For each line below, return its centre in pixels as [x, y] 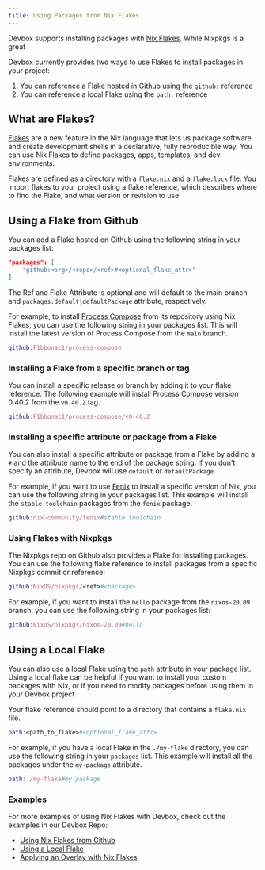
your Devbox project [42, 694]
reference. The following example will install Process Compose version [123, 394]
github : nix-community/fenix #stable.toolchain [84, 518]
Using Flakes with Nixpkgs [60, 538]
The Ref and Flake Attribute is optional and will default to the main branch [128, 292]
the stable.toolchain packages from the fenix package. [100, 504]
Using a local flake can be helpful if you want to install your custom [117, 677]
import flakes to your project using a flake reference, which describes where [132, 187]
